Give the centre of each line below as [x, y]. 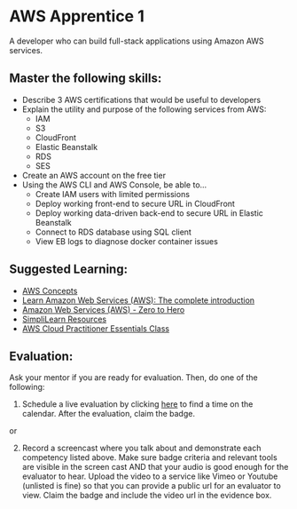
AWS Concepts [50, 290]
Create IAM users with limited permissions [113, 194]
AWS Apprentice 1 [77, 16]
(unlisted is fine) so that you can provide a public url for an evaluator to [151, 486]
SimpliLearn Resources [64, 319]
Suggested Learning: [69, 270]
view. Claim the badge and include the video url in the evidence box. [147, 496]
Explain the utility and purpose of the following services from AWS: [144, 109]
